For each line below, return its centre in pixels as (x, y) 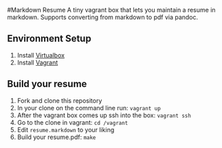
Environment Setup (49, 39)
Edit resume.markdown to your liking (66, 129)
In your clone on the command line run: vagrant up (89, 108)
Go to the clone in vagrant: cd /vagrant (73, 122)
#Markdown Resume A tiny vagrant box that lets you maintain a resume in (111, 10)
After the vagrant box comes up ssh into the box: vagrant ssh (104, 115)
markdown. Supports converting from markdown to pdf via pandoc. (103, 17)
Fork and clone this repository (59, 100)
